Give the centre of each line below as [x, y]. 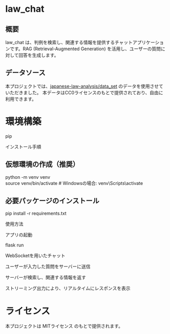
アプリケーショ [148, 42]
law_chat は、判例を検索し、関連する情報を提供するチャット [69, 42]
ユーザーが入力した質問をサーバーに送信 [48, 266]
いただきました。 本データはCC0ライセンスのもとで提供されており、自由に [84, 92]
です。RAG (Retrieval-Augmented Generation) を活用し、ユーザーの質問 [85, 49]
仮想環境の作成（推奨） [42, 164]
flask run [15, 245]
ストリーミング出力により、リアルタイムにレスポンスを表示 [68, 288]
